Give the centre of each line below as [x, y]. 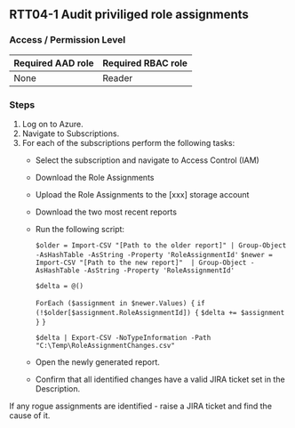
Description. [58, 388]
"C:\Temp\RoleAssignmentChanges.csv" [105, 345]
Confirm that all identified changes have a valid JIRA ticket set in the [160, 379]
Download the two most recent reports [106, 212]
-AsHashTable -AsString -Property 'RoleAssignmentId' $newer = [154, 254]
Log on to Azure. [52, 124]
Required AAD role [54, 63]
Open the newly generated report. [97, 362]
